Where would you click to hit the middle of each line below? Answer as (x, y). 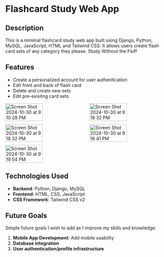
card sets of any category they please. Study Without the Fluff (71, 51)
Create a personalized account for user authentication (70, 80)
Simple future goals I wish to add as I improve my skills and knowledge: (81, 228)
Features (20, 67)
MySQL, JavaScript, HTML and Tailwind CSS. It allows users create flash (82, 46)
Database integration (36, 243)
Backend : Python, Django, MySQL (49, 189)
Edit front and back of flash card (47, 85)
